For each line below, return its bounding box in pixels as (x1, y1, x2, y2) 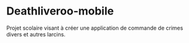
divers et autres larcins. (6, 30, 66, 38)
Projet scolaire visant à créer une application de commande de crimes (6, 24, 183, 31)
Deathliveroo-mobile (6, 4, 114, 18)
